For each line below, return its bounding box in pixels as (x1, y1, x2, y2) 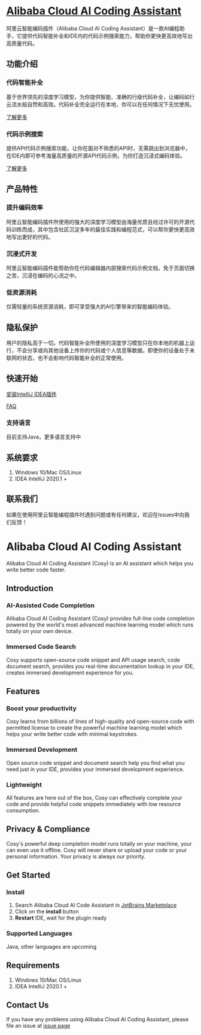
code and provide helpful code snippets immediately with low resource (6, 800, 181, 807)
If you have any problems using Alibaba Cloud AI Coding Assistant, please (6, 1016, 189, 1023)
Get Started (6, 870, 50, 880)
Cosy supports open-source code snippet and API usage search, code (6, 656, 181, 663)
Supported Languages (6, 930, 73, 938)
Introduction (6, 583, 54, 594)
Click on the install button (14, 908, 79, 915)
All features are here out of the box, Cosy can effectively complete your (6, 794, 182, 801)
